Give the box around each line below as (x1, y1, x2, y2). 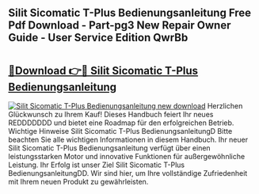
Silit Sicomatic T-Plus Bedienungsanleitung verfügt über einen (8, 143, 211, 153)
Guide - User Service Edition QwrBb (8, 31, 189, 44)
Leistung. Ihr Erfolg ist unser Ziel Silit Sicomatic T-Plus (8, 160, 185, 169)
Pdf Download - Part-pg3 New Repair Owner (8, 19, 231, 32)
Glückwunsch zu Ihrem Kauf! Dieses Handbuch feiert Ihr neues (8, 110, 214, 119)
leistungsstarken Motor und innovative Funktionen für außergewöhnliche (8, 152, 246, 161)
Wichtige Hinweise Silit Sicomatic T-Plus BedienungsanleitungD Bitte (8, 127, 233, 135)
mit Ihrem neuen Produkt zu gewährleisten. (8, 177, 149, 186)
